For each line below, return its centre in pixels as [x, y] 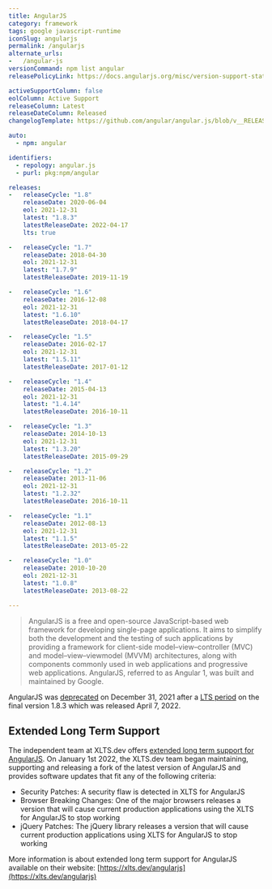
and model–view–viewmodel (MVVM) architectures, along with [132, 655]
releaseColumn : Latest [47, 106]
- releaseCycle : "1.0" [50, 561]
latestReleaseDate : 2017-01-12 [76, 367]
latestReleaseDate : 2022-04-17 [76, 225]
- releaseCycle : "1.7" [50, 247]
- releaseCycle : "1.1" [50, 515]
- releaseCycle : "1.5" [50, 337]
